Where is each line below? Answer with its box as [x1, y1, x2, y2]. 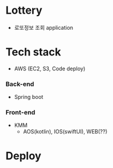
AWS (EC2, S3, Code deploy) [14, 65, 86, 72]
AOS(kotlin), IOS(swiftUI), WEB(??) [23, 128, 108, 135]
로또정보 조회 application [14, 24, 74, 31]
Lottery [5, 4, 43, 17]
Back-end [5, 80, 34, 88]
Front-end [5, 108, 36, 117]
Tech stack [5, 45, 61, 59]
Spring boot [14, 94, 43, 101]
